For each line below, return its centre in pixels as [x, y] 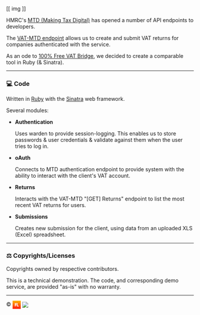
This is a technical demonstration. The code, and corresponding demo [92, 280]
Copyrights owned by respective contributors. [62, 268]
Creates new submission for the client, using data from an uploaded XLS [104, 228]
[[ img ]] [16, 9]
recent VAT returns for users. [50, 205]
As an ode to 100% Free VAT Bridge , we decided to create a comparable [95, 56]
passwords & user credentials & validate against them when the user [99, 140]
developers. [21, 27]
